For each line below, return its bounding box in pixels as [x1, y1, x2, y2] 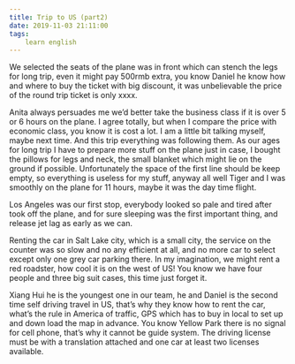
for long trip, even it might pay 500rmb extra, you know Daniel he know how [9, 72, 286, 82]
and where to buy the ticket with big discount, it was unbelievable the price [9, 80, 283, 91]
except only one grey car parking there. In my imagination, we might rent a [9, 254, 281, 265]
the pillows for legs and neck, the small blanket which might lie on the [9, 154, 262, 164]
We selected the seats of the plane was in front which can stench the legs [9, 62, 278, 72]
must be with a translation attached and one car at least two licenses [9, 337, 260, 347]
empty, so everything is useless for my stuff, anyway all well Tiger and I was [9, 173, 286, 184]
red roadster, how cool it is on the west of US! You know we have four [9, 263, 263, 274]
